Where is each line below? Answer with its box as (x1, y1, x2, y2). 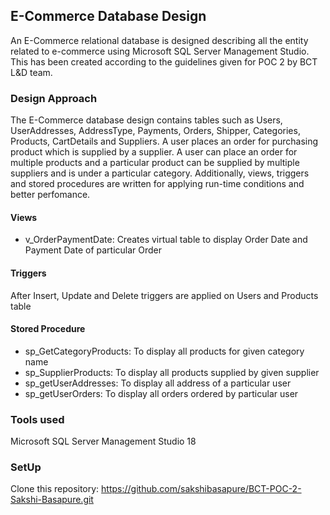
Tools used (10, 412, 65, 426)
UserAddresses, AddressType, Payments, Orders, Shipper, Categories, (10, 125, 301, 137)
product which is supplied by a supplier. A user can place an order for (10, 146, 298, 158)
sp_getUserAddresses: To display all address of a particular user (24, 377, 292, 389)
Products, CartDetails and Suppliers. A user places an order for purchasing (10, 135, 319, 148)
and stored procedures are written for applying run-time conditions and (10, 178, 305, 190)
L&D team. (10, 66, 53, 78)
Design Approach (10, 91, 98, 105)
